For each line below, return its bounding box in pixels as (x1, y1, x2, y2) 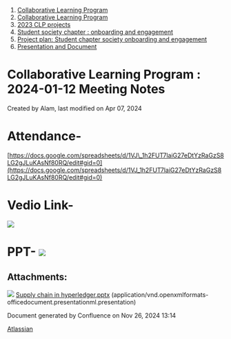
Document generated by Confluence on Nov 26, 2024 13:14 (7, 311, 177, 320)
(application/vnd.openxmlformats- (111, 290, 209, 299)
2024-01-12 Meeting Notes (7, 81, 165, 97)
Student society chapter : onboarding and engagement (17, 28, 174, 36)
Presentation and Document (17, 43, 97, 50)
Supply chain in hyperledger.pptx (15, 290, 110, 299)
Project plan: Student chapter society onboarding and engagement (17, 35, 208, 43)
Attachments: (7, 271, 68, 283)
